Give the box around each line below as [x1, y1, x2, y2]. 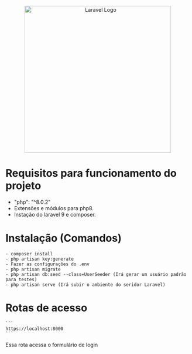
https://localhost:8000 [5, 326, 64, 332]
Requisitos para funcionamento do [5, 167, 177, 180]
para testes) [5, 277, 37, 282]
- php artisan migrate [5, 266, 61, 272]
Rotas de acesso [5, 301, 88, 315]
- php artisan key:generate [5, 256, 74, 262]
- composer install [5, 251, 53, 257]
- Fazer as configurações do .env [5, 261, 90, 267]
